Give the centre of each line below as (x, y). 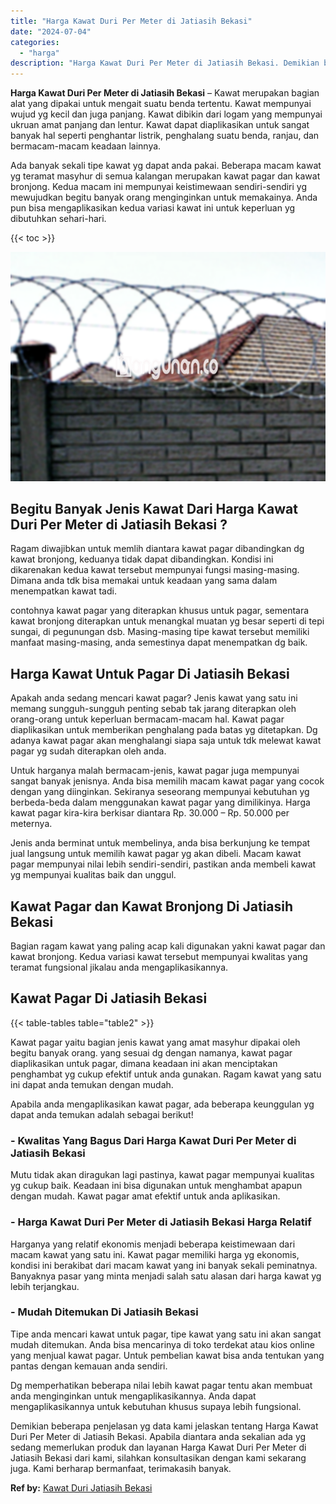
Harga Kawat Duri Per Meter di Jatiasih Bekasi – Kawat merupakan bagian (165, 93)
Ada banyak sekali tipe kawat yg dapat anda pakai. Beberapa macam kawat (166, 166)
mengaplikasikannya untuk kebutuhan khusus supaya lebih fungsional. (156, 1406)
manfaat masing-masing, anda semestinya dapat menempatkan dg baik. (159, 642)
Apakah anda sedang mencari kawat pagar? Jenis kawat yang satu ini (154, 698)
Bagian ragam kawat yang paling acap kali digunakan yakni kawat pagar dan (168, 946)
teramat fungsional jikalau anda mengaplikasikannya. (119, 967)
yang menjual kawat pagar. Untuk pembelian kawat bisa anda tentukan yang (167, 1355)
